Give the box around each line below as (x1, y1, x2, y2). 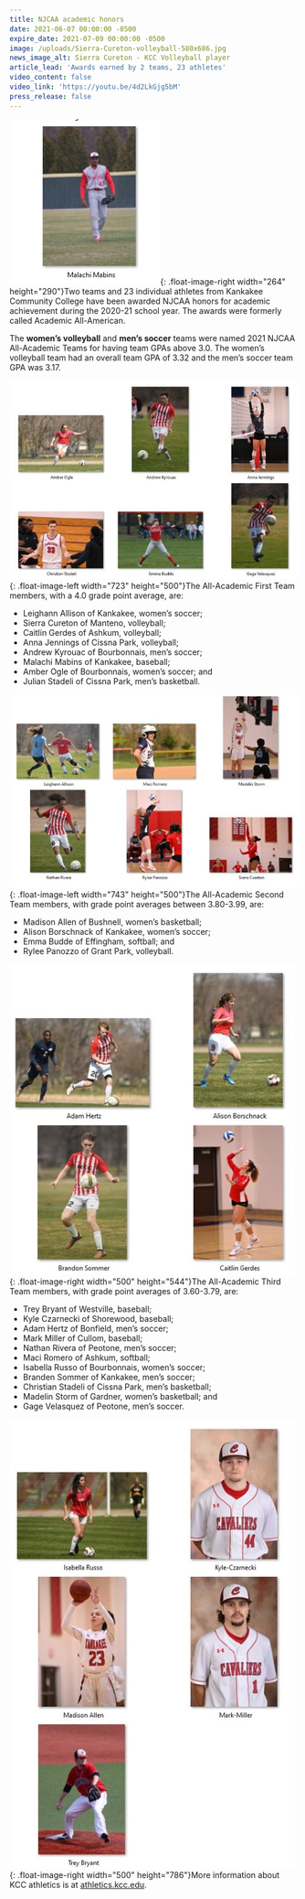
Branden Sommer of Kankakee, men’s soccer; (22, 1372, 195, 1383)
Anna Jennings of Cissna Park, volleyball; (22, 637, 180, 649)
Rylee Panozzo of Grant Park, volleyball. (22, 946, 174, 957)
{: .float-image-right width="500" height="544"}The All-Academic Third (9, 1276, 281, 1287)
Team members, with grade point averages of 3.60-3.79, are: (9, 1286, 239, 1297)
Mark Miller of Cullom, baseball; (22, 1333, 143, 1344)
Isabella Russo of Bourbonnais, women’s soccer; (22, 1362, 205, 1373)
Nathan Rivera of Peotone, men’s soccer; (22, 1343, 177, 1354)
